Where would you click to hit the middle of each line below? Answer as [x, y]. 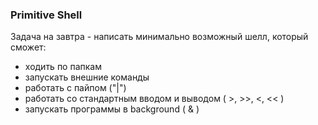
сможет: [28, 47]
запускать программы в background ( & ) [112, 109]
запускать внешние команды [87, 77]
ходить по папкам [63, 67]
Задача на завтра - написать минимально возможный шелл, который [159, 37]
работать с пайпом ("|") [75, 88]
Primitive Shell [46, 15]
